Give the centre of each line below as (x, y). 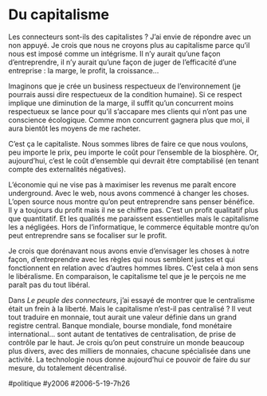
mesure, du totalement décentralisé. (68, 367)
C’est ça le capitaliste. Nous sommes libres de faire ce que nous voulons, (128, 143)
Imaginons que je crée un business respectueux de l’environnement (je (125, 86)
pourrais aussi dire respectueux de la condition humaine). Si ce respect (125, 94)
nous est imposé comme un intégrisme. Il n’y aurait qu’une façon (114, 53)
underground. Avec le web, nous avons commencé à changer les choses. (129, 193)
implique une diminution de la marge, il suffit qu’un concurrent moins (121, 103)
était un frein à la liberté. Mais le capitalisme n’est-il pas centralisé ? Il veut (130, 308)
